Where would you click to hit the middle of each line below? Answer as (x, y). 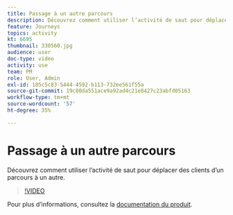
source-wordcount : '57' (42, 104)
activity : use (28, 65)
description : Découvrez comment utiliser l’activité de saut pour (105, 20)
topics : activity (32, 33)
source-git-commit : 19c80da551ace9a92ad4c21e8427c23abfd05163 (99, 91)
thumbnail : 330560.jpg (40, 46)
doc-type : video (31, 59)
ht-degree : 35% (29, 110)
